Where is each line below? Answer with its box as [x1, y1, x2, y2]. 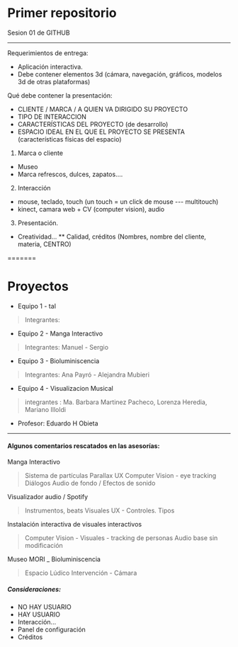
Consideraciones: [7, 585, 62, 593]
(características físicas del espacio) [17, 134, 122, 143]
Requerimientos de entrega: [7, 48, 89, 57]
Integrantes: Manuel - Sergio [24, 343, 108, 351]
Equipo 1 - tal [17, 302, 57, 310]
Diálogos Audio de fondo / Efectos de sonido [24, 479, 156, 488]
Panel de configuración [17, 625, 86, 634]
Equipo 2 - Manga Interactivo [17, 329, 103, 338]
